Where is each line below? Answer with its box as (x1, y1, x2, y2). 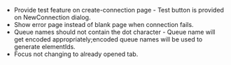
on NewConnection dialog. (13, 13, 91, 21)
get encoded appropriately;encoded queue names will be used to (13, 35, 203, 44)
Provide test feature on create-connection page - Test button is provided (13, 6, 224, 14)
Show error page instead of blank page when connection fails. (13, 21, 194, 28)
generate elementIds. (13, 43, 76, 50)
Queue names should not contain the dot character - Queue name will (13, 28, 216, 36)
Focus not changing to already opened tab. (13, 50, 139, 58)
